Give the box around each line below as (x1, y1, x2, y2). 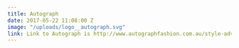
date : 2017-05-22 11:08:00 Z (7, 17, 94, 24)
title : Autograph (7, 10, 59, 18)
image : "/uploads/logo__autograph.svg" (7, 23, 126, 30)
